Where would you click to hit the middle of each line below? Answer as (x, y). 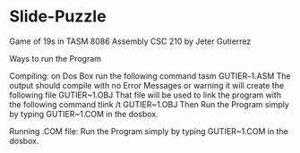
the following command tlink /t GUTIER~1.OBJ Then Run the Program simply (149, 104)
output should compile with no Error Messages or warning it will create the (147, 85)
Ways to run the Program (55, 58)
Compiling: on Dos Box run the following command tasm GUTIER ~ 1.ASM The (150, 76)
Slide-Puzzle (58, 17)
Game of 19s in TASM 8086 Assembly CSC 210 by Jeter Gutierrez (130, 41)
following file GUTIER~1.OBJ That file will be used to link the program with (146, 95)
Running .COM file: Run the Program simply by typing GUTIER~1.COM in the (149, 131)
